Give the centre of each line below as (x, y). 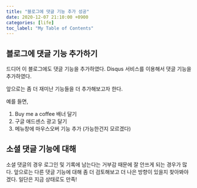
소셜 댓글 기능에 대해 (41, 149)
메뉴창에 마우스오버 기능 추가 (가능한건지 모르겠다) (73, 129)
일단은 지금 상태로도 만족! (48, 179)
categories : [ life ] (30, 22)
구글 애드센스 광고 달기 (41, 121)
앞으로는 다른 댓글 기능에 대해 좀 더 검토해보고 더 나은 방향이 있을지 (91, 171)
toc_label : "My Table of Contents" (50, 28)
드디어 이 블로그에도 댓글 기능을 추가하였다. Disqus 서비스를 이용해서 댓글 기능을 (99, 69)
